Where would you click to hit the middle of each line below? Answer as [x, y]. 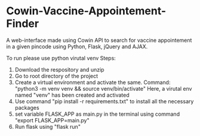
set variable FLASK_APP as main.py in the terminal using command [97, 114]
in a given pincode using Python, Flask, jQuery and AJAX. [77, 47]
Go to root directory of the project [56, 76]
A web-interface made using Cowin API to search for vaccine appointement [99, 40]
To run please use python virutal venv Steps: [61, 58]
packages [27, 107]
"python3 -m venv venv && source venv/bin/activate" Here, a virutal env [103, 88]
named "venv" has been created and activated [72, 95]
